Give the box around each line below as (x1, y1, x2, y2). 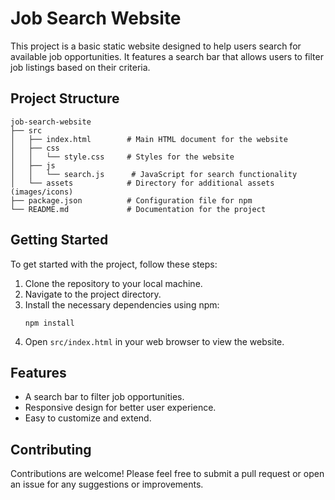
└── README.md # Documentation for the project (10, 204, 267, 214)
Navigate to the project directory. (24, 288, 162, 300)
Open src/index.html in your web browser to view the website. (24, 335, 285, 347)
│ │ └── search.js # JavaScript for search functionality (10, 169, 298, 179)
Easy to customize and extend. (24, 412, 152, 424)
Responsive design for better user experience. (24, 402, 217, 414)
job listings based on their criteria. (10, 61, 151, 73)
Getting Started (10, 232, 109, 249)
